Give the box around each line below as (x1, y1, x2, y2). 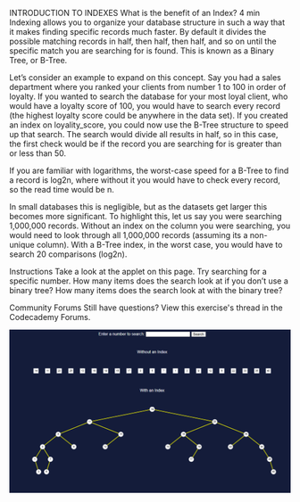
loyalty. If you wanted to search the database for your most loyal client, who (9, 91, 288, 102)
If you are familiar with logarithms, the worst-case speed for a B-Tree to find (9, 165, 289, 176)
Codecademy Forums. (9, 312, 91, 322)
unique (9, 240, 35, 250)
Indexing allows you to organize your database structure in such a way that (9, 17, 286, 28)
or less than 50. (9, 148, 67, 159)
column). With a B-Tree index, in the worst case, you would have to (36, 240, 283, 250)
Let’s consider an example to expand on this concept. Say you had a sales (9, 72, 281, 83)
